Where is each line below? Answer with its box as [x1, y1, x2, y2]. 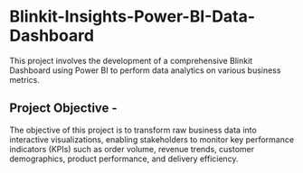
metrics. [9, 74, 41, 85]
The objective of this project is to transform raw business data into [9, 124, 258, 135]
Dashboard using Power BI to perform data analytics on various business [9, 65, 281, 76]
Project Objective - [9, 101, 118, 116]
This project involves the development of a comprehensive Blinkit [9, 55, 253, 66]
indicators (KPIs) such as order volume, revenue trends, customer [9, 143, 255, 154]
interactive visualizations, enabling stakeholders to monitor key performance [9, 133, 295, 145]
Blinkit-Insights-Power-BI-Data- [9, 6, 256, 27]
